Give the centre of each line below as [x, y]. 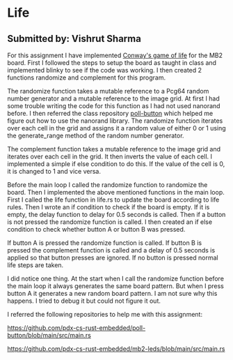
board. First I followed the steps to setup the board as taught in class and [112, 63]
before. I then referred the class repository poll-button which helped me [110, 113]
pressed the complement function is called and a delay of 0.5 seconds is [111, 250]
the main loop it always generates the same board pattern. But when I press [115, 286]
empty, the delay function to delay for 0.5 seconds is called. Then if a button [116, 215]
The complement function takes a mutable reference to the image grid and [114, 149]
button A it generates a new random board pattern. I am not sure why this [112, 293]
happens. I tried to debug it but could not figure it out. [84, 301]
